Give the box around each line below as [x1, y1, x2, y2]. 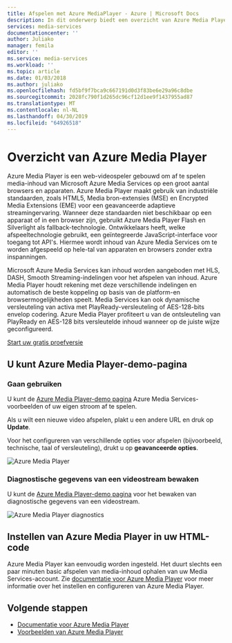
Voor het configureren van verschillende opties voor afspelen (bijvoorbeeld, [7, 436, 223, 445]
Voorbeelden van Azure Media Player [17, 628, 124, 636]
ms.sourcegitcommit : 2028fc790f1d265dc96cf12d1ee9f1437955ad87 [7, 94, 193, 101]
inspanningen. [7, 253, 48, 261]
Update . [7, 423, 31, 431]
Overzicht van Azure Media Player [7, 149, 207, 165]
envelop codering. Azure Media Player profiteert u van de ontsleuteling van [7, 310, 221, 319]
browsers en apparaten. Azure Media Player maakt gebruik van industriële [7, 187, 218, 195]
